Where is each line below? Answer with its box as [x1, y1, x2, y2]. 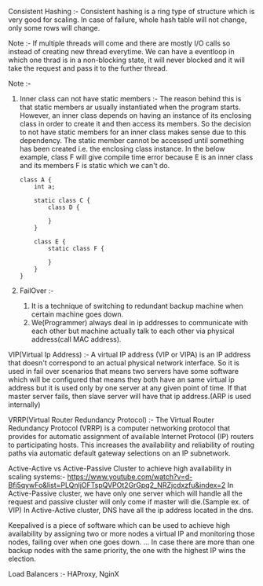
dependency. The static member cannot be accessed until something [19, 136, 245, 145]
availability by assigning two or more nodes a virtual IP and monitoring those [8, 529, 255, 538]
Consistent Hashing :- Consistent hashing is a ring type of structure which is [8, 7, 255, 16]
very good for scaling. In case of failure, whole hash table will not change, [8, 15, 247, 24]
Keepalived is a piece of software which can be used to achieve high [8, 521, 230, 529]
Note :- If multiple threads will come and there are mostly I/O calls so [8, 38, 231, 48]
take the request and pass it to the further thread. [8, 64, 168, 73]
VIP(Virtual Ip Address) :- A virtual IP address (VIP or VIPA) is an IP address [8, 350, 251, 359]
